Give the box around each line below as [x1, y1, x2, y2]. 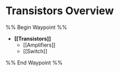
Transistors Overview [5, 4, 114, 18]
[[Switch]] [22, 47, 48, 54]
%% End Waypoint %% [5, 59, 63, 66]
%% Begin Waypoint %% [5, 24, 67, 31]
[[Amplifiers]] [22, 41, 56, 48]
